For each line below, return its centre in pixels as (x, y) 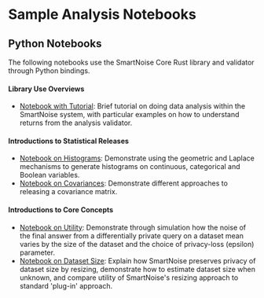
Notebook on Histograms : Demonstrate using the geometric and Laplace (137, 158)
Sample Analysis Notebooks (102, 15)
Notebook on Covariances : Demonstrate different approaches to (123, 183)
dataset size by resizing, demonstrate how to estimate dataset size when (137, 269)
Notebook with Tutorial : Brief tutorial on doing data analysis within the (132, 106)
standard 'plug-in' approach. (66, 285)
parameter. (37, 252)
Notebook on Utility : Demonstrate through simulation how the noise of (133, 227)
